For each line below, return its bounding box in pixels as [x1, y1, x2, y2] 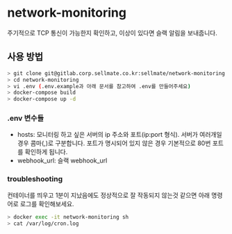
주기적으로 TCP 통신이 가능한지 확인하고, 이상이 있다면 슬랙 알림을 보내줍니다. [7, 28, 217, 37]
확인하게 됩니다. [24, 148, 68, 156]
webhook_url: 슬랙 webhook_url [17, 156, 108, 165]
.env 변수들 [7, 113, 44, 123]
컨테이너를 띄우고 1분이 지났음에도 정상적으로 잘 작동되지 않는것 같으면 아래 [7, 191, 210, 199]
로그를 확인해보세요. [19, 199, 74, 208]
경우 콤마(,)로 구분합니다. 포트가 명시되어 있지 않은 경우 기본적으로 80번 [17, 139, 211, 147]
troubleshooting [7, 174, 63, 184]
